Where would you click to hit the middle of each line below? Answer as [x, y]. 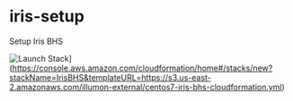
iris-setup [47, 17]
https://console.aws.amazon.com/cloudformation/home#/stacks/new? [142, 68]
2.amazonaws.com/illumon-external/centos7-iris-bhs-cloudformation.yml [146, 87]
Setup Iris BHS [36, 41]
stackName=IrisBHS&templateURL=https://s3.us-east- [110, 77]
